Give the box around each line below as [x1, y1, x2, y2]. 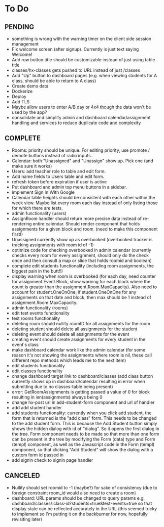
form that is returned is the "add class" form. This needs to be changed [11, 415, 157, 421]
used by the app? [11, 109, 47, 115]
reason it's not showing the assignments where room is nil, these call [11, 352, 152, 358]
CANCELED [4, 472, 40, 480]
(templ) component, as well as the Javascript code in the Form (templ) [11, 441, 155, 447]
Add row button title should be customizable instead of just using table [11, 57, 156, 62]
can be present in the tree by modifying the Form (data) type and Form [11, 436, 156, 442]
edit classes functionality [11, 368, 63, 374]
